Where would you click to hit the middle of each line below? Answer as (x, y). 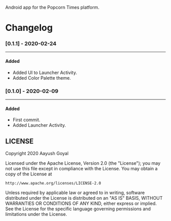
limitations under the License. (36, 214)
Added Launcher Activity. (39, 125)
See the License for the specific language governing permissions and (78, 209)
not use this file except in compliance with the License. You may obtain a (81, 169)
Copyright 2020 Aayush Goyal (37, 153)
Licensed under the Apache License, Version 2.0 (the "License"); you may (83, 163)
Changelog (29, 28)
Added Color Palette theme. (42, 78)
